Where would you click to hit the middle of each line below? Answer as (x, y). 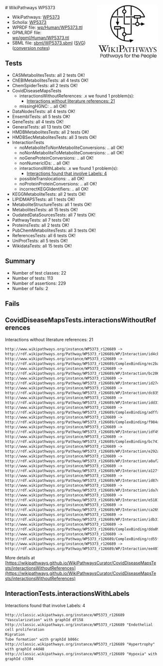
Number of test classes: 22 (39, 273)
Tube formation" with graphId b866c (42, 639)
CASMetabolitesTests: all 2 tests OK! (48, 75)
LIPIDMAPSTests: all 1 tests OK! (43, 199)
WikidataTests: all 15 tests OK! (42, 246)
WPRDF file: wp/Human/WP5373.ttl (47, 27)
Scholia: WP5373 (29, 22)
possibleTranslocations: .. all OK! (52, 178)
